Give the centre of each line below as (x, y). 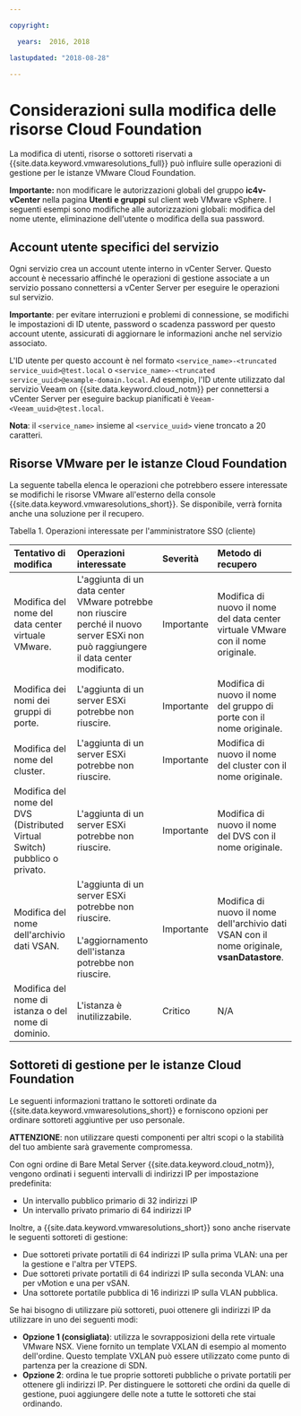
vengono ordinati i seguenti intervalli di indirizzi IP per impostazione (134, 1173)
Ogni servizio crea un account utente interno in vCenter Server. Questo (140, 269)
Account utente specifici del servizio (114, 247)
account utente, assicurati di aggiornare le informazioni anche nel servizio (146, 334)
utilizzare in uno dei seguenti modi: (74, 1319)
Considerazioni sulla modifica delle (143, 110)
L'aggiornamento (112, 940)
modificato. (100, 669)
